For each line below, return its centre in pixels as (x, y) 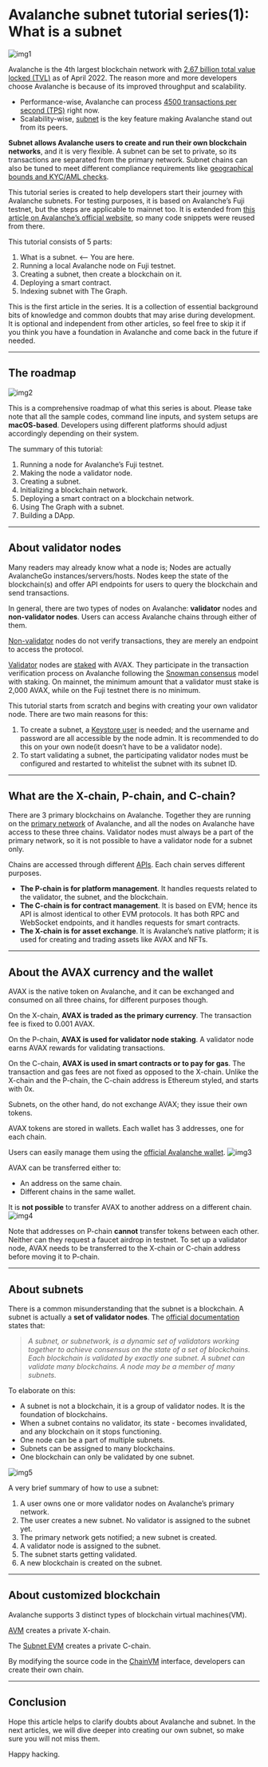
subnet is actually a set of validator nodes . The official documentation (124, 1317)
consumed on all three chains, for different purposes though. (108, 1000)
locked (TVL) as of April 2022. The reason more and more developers (123, 78)
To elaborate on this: (42, 1391)
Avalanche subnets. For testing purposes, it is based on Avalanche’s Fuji (126, 201)
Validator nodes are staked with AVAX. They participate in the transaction (128, 664)
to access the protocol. (46, 649)
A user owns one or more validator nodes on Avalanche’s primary (127, 1503)
